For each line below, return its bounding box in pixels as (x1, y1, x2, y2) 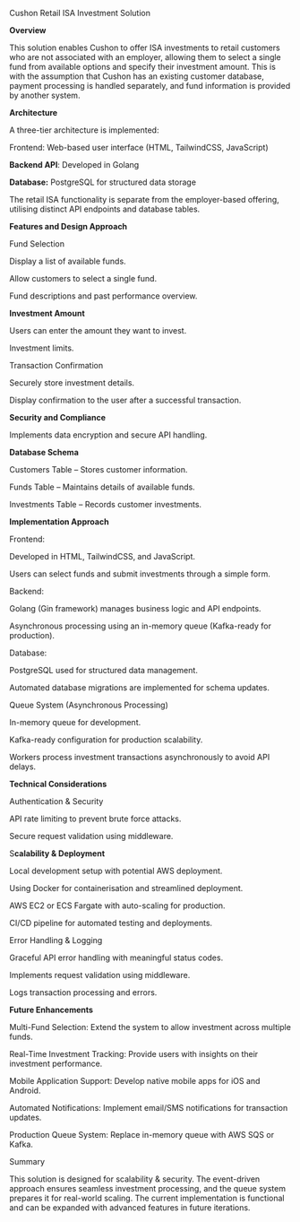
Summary (9, 1157, 46, 1166)
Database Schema (9, 447, 79, 457)
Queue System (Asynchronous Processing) (9, 699, 168, 710)
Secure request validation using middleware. (9, 831, 174, 841)
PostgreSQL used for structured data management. (9, 665, 199, 675)
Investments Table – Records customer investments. (9, 499, 202, 509)
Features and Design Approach (9, 221, 128, 231)
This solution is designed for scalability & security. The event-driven (9, 1174, 261, 1184)
